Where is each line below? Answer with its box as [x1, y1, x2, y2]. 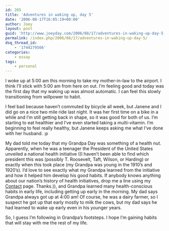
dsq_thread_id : [5, 40, 37, 45]
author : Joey [5, 21, 33, 27]
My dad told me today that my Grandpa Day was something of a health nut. [5, 140, 161, 147]
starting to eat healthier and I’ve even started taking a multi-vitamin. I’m [5, 120, 154, 126]
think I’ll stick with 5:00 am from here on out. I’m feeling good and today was [5, 83, 164, 89]
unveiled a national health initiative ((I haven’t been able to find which [5, 151, 149, 157]
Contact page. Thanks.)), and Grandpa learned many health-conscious [5, 183, 153, 190]
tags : [5, 59, 17, 64]
